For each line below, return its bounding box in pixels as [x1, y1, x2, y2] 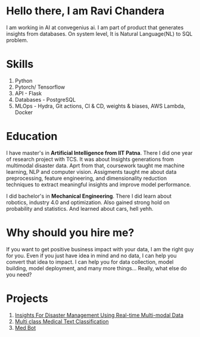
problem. [6, 36, 29, 43]
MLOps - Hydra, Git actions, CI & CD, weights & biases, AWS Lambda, [14, 102, 186, 110]
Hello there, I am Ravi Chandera [6, 4, 165, 18]
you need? [6, 271, 32, 278]
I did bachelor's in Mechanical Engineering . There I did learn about [6, 192, 172, 199]
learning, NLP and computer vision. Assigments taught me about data [6, 168, 177, 175]
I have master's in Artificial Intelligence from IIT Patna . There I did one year [6, 149, 193, 156]
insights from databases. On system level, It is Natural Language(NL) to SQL [6, 30, 193, 37]
